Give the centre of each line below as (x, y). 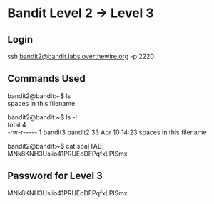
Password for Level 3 (55, 176)
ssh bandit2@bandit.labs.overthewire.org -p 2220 (81, 56)
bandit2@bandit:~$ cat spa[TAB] (56, 146)
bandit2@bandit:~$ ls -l (42, 117)
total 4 (17, 124)
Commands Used (46, 79)
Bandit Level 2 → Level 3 (81, 13)
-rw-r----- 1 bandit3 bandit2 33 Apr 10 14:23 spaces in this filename (107, 132)
